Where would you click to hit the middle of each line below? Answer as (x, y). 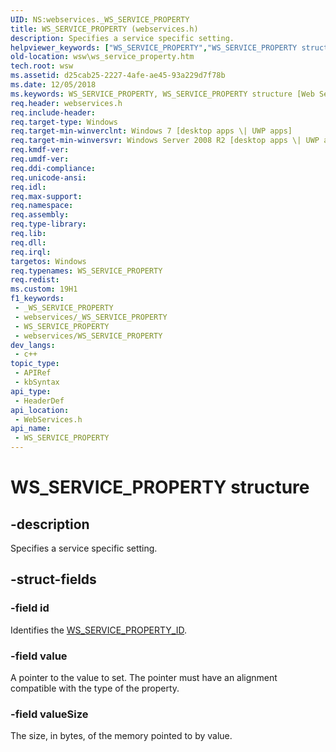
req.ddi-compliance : (53, 168)
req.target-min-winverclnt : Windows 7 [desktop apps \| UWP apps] (151, 131)
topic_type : (35, 364)
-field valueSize (49, 714)
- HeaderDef (39, 401)
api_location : (40, 410)
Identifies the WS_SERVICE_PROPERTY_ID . (99, 630)
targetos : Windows (48, 261)
